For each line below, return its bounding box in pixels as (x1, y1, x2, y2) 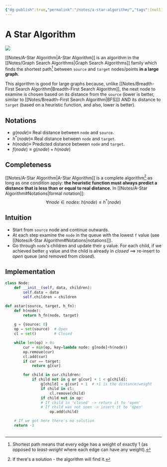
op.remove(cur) (23, 349, 55, 355)
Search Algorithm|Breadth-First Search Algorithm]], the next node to (15, 86, 156, 92)
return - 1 (14, 423, 35, 428)
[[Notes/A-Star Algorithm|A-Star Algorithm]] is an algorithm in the (5, 54, 139, 60)
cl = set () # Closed (14, 331, 72, 336)
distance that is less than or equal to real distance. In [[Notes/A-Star (5, 185, 148, 191)
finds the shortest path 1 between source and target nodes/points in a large (5, 65, 159, 72)
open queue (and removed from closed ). (12, 253, 95, 259)
